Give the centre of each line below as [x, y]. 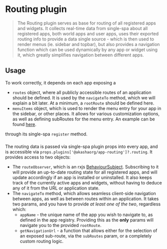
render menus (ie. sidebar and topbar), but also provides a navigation [88, 44]
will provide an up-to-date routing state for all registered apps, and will [85, 172]
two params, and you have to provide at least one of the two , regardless [86, 204]
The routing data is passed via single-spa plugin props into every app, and [82, 146]
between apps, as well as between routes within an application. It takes [85, 198]
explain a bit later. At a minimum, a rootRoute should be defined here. [83, 103]
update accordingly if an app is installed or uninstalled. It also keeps [82, 177]
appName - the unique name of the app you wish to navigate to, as [86, 214]
